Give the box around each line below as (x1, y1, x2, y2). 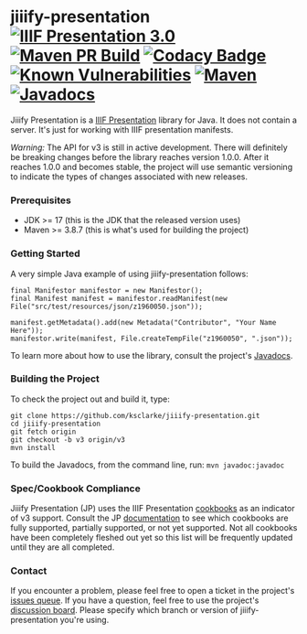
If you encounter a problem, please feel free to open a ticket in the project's (10, 586, 295, 596)
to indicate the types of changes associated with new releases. (10, 171, 249, 182)
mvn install (10, 443, 56, 452)
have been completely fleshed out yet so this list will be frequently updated (10, 532, 293, 543)
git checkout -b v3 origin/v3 (10, 435, 126, 445)
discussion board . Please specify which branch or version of (10, 605, 238, 616)
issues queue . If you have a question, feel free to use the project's (10, 595, 259, 606)
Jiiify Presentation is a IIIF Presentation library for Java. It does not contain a (10, 114, 298, 125)
